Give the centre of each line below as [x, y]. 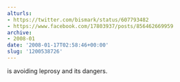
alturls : [20, 13]
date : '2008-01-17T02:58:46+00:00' [58, 45]
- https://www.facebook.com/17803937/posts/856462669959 [90, 26]
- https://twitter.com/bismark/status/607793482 [78, 20]
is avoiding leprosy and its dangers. [57, 71]
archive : [20, 32]
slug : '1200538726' [35, 52]
